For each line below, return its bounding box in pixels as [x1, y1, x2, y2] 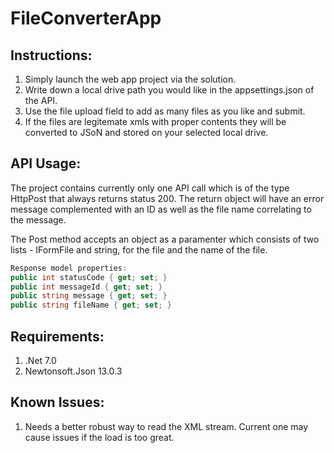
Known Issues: [10, 394, 105, 411]
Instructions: [10, 47, 93, 64]
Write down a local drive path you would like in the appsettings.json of [24, 84, 315, 96]
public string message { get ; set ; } [10, 291, 168, 301]
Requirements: [10, 328, 105, 345]
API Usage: [10, 155, 82, 172]
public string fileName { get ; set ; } [10, 300, 172, 311]
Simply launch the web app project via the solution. [24, 73, 237, 85]
